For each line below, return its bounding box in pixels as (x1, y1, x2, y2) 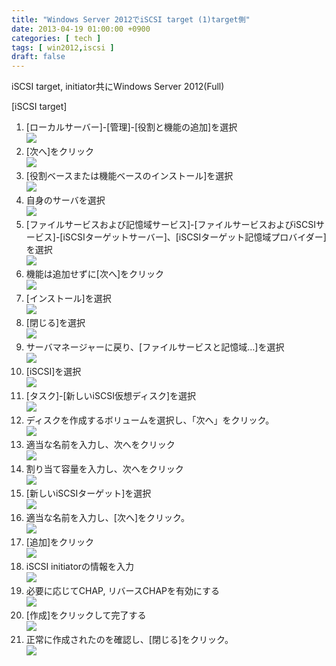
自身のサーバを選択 (25, 194, 106, 206)
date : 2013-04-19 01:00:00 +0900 (11, 24, 151, 34)
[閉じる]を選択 (25, 317, 86, 329)
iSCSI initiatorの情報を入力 (25, 561, 135, 573)
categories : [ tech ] (11, 33, 102, 43)
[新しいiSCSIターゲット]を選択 (25, 487, 152, 500)
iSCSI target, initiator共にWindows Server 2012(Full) (11, 81, 225, 93)
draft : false (11, 52, 66, 62)
